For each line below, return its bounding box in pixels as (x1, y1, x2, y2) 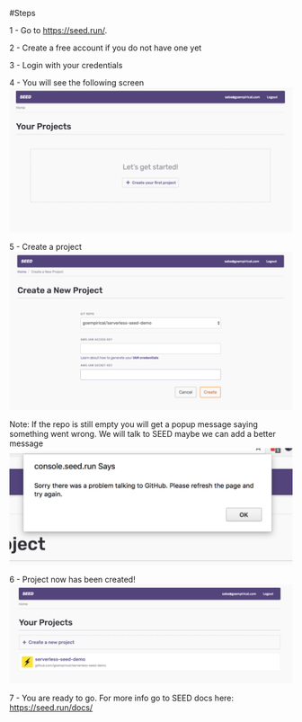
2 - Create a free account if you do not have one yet (9, 42, 202, 53)
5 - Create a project (9, 241, 83, 252)
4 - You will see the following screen (9, 77, 145, 88)
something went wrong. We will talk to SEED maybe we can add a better (9, 429, 276, 440)
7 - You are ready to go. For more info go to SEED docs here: (9, 692, 235, 703)
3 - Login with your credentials (9, 60, 123, 70)
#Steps (9, 8, 36, 18)
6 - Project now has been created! (9, 575, 137, 585)
